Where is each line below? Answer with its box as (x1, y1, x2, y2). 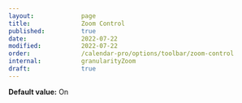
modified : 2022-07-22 (8, 42, 118, 50)
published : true (8, 27, 96, 35)
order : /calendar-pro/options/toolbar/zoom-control (8, 49, 234, 58)
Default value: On (8, 87, 69, 97)
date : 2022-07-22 (8, 34, 118, 43)
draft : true (8, 65, 96, 73)
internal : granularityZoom (8, 58, 136, 66)
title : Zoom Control (8, 19, 126, 28)
